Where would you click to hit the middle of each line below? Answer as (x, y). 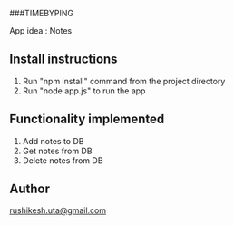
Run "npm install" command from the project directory (124, 81)
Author (29, 189)
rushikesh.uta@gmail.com (58, 210)
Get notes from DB (57, 151)
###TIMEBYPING (42, 13)
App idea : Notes (41, 30)
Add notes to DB (53, 141)
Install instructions (63, 59)
